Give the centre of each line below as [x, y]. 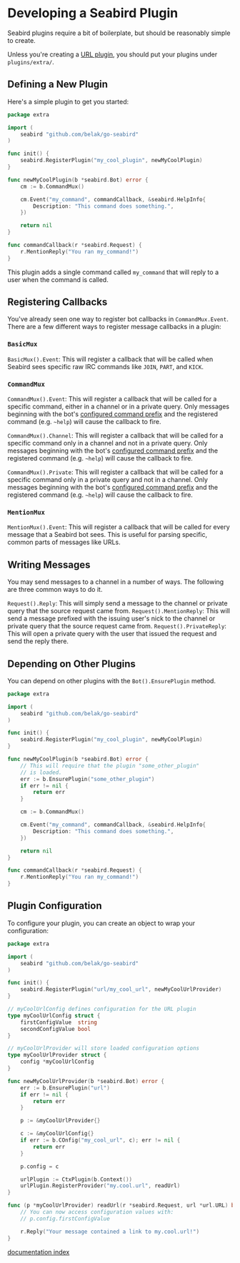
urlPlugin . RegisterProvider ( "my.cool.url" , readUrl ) [100, 1186]
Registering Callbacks [57, 302]
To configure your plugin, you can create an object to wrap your [101, 923]
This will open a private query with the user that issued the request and [112, 634]
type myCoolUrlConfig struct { [54, 1015]
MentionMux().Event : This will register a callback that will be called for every [119, 527]
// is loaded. [41, 773]
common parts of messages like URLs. [64, 542]
